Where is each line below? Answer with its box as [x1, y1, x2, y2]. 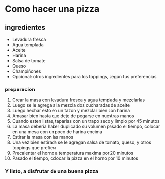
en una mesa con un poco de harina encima [12, 129, 103, 135]
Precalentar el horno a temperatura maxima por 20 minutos [12, 150, 134, 156]
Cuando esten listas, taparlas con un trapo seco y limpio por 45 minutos [12, 118, 160, 124]
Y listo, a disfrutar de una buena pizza [5, 168, 98, 175]
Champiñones [12, 68, 41, 74]
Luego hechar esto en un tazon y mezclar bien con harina [12, 108, 130, 114]
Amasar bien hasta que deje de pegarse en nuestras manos [12, 113, 134, 119]
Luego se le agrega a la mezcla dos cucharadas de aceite [12, 102, 130, 108]
